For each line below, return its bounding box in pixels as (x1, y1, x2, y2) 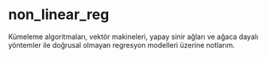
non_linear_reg (8, 6, 110, 24)
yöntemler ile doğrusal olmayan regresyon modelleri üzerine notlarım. (8, 40, 236, 49)
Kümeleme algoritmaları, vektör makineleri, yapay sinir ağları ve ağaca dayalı (8, 32, 259, 41)
